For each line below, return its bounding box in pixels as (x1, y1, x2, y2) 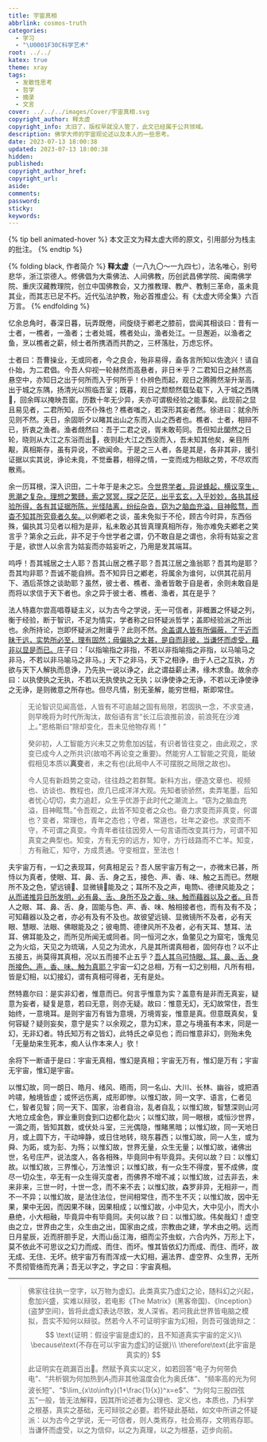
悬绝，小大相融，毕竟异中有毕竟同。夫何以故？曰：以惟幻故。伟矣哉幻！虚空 (8, 1212, 259, 1222)
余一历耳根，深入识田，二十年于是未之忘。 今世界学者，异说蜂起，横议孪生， (8, 481, 259, 491)
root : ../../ (8, 49, 52, 57)
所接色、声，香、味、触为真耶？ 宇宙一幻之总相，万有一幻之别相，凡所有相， (8, 962, 259, 972)
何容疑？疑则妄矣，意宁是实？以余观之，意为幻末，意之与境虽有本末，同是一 (8, 1019, 259, 1028)
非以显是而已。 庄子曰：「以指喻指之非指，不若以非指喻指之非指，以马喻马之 (8, 645, 256, 654)
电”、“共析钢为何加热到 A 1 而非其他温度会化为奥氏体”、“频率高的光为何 (27, 1374, 257, 1385)
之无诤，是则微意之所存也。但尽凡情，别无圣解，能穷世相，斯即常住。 (8, 685, 238, 694)
